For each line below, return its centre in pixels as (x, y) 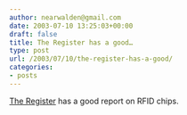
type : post (29, 51)
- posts (24, 76)
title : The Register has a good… (71, 42)
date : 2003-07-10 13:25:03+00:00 (71, 26)
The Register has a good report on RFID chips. (94, 101)
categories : (31, 68)
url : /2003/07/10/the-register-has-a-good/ (91, 59)
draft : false (33, 34)
